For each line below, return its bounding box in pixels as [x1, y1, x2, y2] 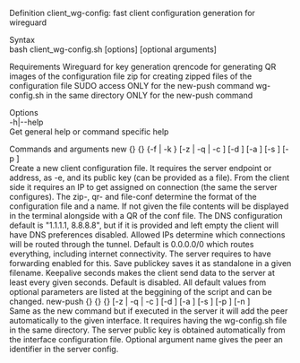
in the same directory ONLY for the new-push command [46, 90, 253, 100]
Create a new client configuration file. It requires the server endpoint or [9, 163, 272, 173]
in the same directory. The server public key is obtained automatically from [9, 324, 286, 335]
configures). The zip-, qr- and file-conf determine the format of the [9, 192, 257, 202]
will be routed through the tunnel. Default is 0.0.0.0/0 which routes [9, 239, 254, 249]
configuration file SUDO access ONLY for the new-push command [9, 81, 254, 91]
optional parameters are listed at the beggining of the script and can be [9, 287, 272, 297]
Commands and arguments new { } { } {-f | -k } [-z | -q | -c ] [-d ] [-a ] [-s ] [9, 143, 280, 154]
